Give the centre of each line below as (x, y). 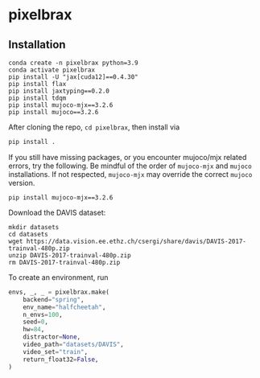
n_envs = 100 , (43, 314)
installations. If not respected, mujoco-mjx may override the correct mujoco (130, 174)
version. (22, 183)
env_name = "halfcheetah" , (64, 307)
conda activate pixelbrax (52, 70)
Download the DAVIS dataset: (57, 212)
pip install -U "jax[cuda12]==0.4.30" (73, 77)
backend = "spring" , (54, 299)
